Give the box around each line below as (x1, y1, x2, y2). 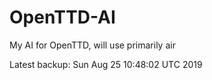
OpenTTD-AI (9, 6, 116, 29)
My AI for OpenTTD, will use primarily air (9, 39, 176, 51)
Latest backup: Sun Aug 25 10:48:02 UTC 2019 (9, 58, 203, 70)
